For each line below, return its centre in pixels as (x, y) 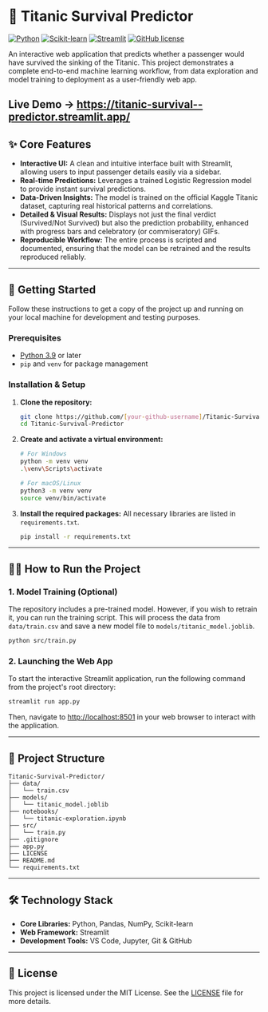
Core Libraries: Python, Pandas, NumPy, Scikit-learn (106, 923)
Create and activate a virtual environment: (91, 440)
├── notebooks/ (33, 811)
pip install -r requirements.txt (75, 536)
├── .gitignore (33, 839)
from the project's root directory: (62, 687)
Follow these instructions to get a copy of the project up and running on (126, 309)
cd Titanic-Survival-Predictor (72, 424)
